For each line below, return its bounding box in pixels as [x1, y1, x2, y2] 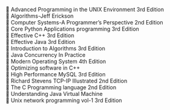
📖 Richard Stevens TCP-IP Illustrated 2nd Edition [6, 77, 128, 84]
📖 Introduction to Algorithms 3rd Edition [6, 45, 105, 52]
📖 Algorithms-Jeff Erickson [6, 12, 74, 20]
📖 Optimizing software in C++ [6, 64, 81, 71]
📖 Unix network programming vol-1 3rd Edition [6, 97, 122, 104]
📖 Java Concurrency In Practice [6, 51, 86, 58]
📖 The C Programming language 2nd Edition [6, 84, 117, 91]
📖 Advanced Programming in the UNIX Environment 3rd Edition [6, 6, 164, 13]
